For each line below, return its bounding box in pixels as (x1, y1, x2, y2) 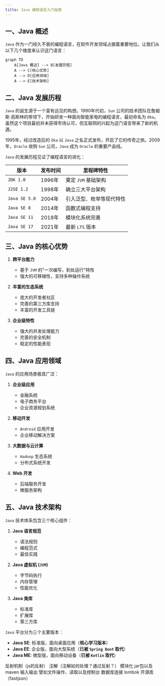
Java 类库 (12, 595, 33, 601)
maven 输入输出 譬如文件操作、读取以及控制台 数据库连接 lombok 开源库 (5, 669, 154, 675)
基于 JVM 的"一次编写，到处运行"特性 (19, 267, 95, 273)
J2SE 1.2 (7, 186, 28, 192)
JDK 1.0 (7, 177, 26, 183)
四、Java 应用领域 (5, 357, 61, 365)
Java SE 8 (7, 205, 31, 211)
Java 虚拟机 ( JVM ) (12, 562, 48, 568)
